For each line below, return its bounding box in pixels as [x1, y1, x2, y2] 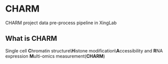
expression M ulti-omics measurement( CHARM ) [5, 53, 105, 59]
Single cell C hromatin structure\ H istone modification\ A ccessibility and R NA [5, 47, 163, 53]
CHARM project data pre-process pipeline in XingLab [5, 20, 117, 26]
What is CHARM [5, 34, 58, 43]
